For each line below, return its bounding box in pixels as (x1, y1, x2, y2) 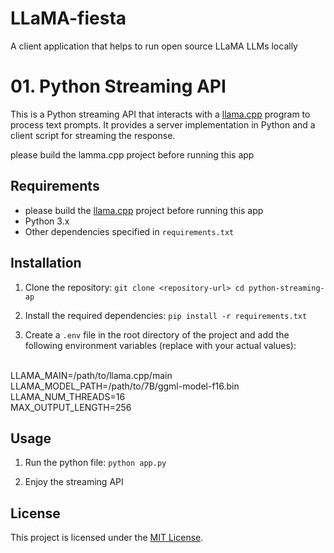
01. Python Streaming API (10, 75, 227, 98)
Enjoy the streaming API (24, 476, 124, 488)
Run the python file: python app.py (24, 457, 167, 469)
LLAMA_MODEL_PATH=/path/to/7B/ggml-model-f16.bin (10, 380, 240, 392)
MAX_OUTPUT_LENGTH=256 (10, 401, 132, 413)
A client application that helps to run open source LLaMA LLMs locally (10, 40, 298, 52)
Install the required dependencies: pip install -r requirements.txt (24, 309, 308, 321)
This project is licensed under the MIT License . (10, 532, 204, 544)
